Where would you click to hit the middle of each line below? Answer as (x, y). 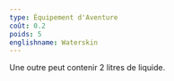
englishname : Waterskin (54, 42)
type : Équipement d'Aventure (64, 17)
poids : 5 (26, 34)
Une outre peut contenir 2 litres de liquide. (87, 68)
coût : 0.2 (28, 26)
